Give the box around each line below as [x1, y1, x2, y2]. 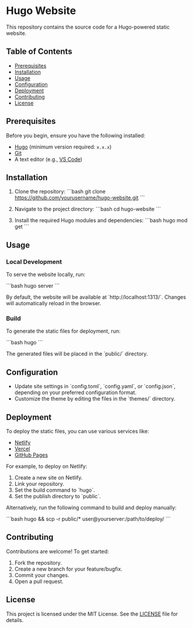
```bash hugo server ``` [6, 282, 60, 289]
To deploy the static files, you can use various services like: [6, 427, 149, 434]
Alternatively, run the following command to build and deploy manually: [6, 504, 177, 511]
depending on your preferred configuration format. [14, 389, 137, 396]
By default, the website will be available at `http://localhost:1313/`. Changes [6, 294, 187, 301]
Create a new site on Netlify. [14, 474, 83, 481]
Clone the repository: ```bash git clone [14, 188, 106, 195]
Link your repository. [14, 480, 65, 487]
